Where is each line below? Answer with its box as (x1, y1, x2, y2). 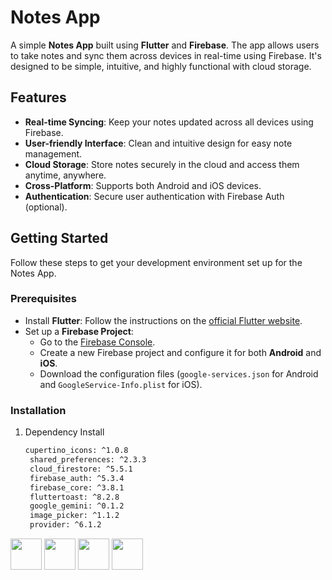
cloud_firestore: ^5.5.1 (29, 464, 133, 474)
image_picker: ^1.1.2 (29, 511, 120, 521)
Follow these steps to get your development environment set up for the (10, 256, 303, 268)
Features (10, 89, 67, 106)
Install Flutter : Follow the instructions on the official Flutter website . (24, 314, 303, 326)
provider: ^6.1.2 (29, 520, 102, 530)
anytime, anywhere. (24, 169, 107, 181)
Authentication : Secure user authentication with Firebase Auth (24, 190, 285, 202)
